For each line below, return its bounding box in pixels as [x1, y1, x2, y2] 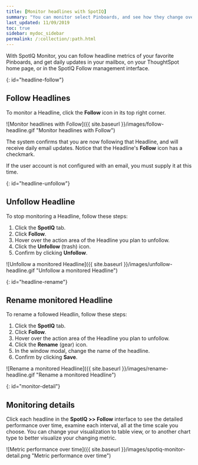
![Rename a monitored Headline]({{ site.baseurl [6, 365, 121, 372]
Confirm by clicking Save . [14, 353, 78, 361]
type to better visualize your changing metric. [6, 434, 117, 441]
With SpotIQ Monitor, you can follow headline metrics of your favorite [6, 53, 174, 59]
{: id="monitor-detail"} [6, 383, 61, 390]
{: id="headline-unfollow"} [6, 179, 70, 186]
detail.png [6, 452, 31, 459]
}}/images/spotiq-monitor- [121, 446, 186, 453]
